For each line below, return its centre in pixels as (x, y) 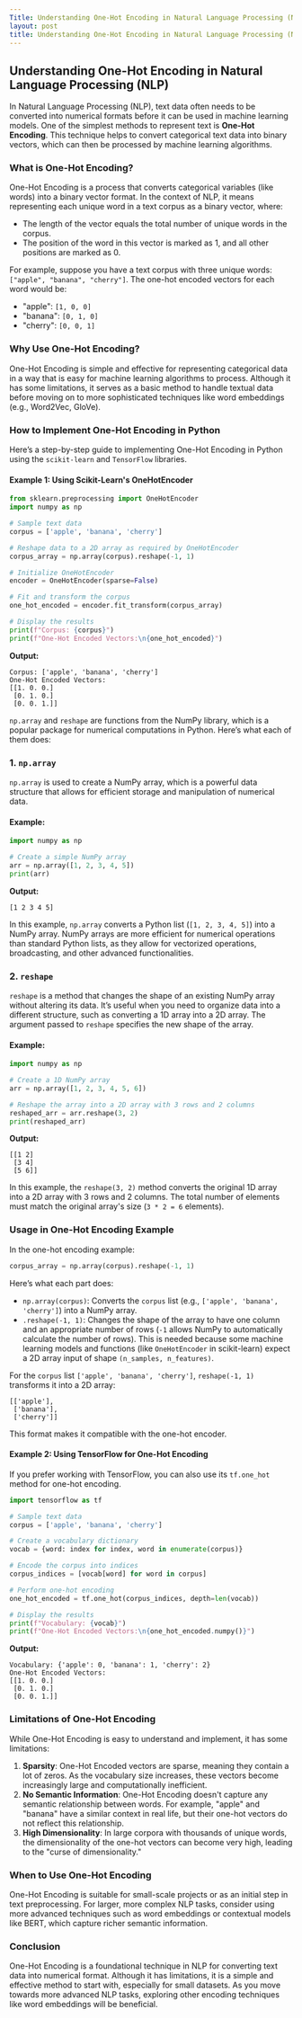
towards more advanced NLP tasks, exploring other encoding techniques (145, 1995)
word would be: (38, 289)
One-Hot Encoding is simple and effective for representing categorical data (149, 369)
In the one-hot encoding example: (72, 1249)
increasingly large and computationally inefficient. (115, 1784)
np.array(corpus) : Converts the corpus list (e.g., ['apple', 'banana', (150, 1301)
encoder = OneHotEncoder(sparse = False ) (84, 581)
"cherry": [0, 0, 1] (59, 325)
